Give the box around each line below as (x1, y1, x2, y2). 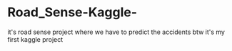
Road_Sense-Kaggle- (7, 4, 138, 21)
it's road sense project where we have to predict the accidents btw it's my (7, 28, 225, 36)
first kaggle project (7, 35, 64, 43)
